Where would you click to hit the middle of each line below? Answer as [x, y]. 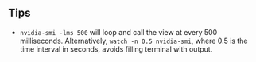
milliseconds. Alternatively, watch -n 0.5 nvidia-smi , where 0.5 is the [134, 41]
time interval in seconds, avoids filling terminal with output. [116, 49]
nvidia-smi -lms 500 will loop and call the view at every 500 [118, 32]
